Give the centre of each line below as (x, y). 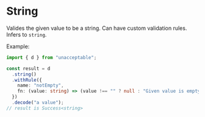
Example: (18, 46)
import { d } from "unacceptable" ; (52, 57)
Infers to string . (27, 34)
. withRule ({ (27, 80)
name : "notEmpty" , (41, 86)
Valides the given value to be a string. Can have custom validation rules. (97, 28)
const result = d (28, 68)
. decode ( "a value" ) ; (38, 103)
